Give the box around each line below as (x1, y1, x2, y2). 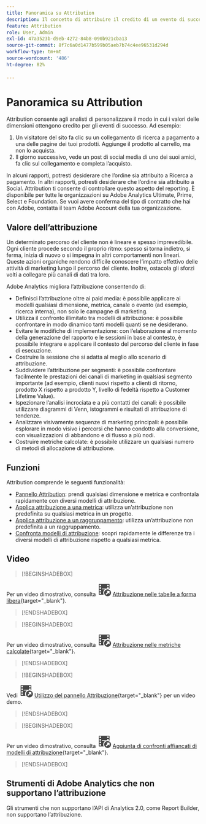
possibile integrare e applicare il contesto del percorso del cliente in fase (15, 340, 199, 348)
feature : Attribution (6, 23, 62, 29)
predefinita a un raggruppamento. (15, 523, 101, 530)
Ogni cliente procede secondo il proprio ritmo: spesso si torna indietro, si (6, 245, 191, 253)
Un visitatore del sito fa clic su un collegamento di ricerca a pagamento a (15, 134, 200, 141)
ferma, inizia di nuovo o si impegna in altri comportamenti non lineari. (6, 251, 181, 259)
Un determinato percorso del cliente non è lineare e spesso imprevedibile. (6, 238, 193, 246)
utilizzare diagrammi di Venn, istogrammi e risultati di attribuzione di (15, 405, 187, 413)
